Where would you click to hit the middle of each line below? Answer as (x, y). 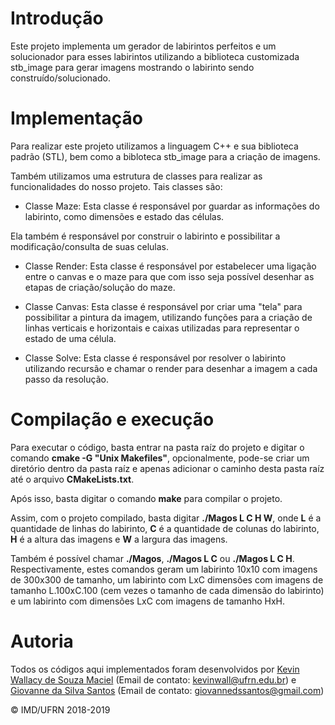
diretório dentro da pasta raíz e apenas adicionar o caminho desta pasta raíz (167, 468)
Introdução (57, 18)
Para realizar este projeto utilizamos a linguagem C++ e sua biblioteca (154, 146)
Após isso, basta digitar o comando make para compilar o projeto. (146, 498)
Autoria (42, 641)
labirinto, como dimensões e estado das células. (124, 216)
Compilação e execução (112, 419)
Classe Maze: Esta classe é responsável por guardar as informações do (172, 206)
